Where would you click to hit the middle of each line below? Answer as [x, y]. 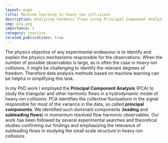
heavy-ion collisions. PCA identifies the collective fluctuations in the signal [82, 98]
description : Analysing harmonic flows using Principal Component [76, 19]
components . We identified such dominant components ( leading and [77, 109]
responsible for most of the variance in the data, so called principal [74, 104]
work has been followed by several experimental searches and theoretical [81, 120]
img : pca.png [19, 24]
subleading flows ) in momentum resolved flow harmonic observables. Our [82, 114]
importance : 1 [20, 28]
